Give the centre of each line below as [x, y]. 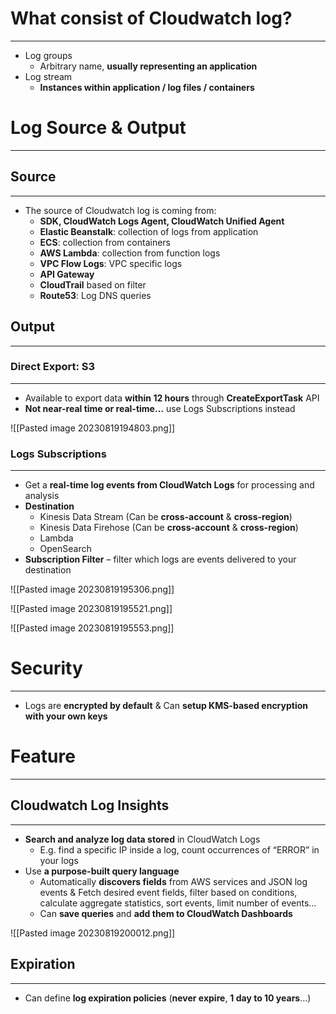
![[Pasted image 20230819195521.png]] [91, 609]
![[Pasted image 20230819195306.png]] [92, 589]
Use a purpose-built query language [102, 871]
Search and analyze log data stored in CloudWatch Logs [142, 839]
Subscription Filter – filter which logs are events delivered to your [160, 559]
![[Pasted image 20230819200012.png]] [93, 933]
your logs [59, 860]
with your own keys [66, 716]
